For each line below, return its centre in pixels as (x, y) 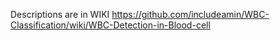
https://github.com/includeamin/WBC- (190, 14)
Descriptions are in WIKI (60, 14)
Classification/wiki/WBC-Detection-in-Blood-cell (110, 25)
